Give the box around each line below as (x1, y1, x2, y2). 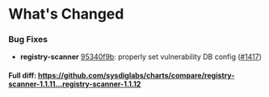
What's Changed (8, 5, 124, 23)
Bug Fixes (8, 34, 48, 45)
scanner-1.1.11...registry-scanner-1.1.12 (8, 79, 141, 89)
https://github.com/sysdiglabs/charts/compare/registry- (37, 70, 235, 81)
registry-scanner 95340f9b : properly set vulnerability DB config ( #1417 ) (19, 52, 263, 61)
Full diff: (8, 70, 37, 81)
